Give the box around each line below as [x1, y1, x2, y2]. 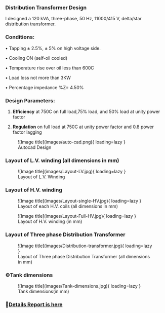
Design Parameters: [5, 97, 55, 104]
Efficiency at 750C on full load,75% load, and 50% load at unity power [12, 108, 160, 114]
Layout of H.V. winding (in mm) [18, 218, 82, 224]
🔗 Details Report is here [5, 301, 63, 308]
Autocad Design [18, 144, 52, 150]
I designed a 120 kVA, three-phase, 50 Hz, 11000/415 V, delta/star [5, 16, 142, 22]
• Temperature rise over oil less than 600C [5, 65, 95, 71]
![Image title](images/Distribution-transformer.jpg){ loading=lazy [18, 243, 152, 249]
